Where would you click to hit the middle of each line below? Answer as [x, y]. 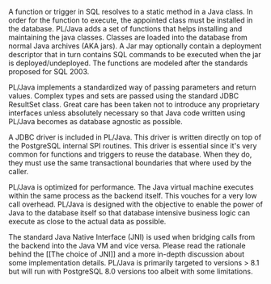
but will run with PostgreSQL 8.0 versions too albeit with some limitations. [131, 271]
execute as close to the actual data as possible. [87, 221]
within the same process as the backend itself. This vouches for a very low [133, 196]
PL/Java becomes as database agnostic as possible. [96, 121]
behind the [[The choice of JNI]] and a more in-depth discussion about [127, 254]
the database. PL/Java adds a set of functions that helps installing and [125, 29]
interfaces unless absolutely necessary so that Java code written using [127, 113]
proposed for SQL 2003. [49, 71]
